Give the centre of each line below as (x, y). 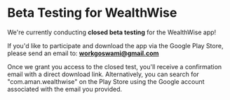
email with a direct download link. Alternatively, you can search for (103, 74)
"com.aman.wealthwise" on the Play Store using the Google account (106, 81)
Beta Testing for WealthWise (92, 13)
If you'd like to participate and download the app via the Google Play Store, (115, 45)
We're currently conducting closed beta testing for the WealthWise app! (112, 32)
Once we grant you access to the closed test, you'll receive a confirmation (115, 66)
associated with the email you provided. (65, 89)
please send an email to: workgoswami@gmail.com (83, 53)
